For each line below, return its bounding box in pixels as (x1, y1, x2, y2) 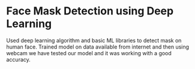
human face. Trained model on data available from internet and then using (6, 43, 190, 50)
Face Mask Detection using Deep (6, 4, 174, 18)
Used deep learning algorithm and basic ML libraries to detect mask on (6, 37, 182, 44)
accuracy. (6, 56, 31, 63)
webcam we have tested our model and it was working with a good (6, 49, 172, 56)
